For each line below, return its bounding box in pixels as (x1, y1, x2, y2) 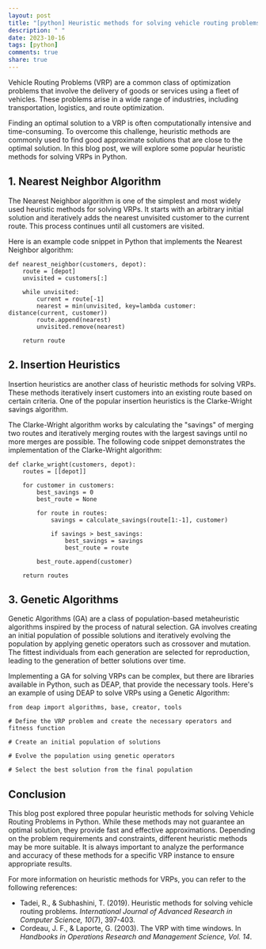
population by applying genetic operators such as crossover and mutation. (8, 639, 251, 649)
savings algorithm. (8, 404, 69, 414)
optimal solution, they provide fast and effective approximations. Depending (8, 825, 256, 835)
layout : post (8, 11, 51, 20)
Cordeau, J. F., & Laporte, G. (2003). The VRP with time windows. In (19, 924, 241, 933)
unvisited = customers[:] (22, 274, 108, 282)
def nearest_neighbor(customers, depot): (8, 260, 147, 268)
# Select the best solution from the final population (8, 766, 193, 774)
